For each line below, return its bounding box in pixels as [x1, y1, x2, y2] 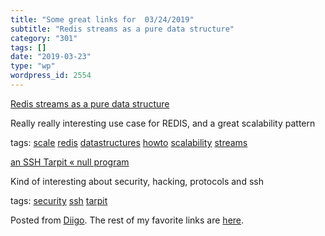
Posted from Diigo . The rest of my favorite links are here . [10, 214, 245, 226]
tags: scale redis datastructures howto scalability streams [10, 136, 248, 148]
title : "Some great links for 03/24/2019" [10, 14, 195, 25]
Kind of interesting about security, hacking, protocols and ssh [10, 175, 264, 187]
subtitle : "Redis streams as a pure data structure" [10, 24, 235, 34]
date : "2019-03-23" [10, 52, 92, 62]
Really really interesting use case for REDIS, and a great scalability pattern [10, 117, 316, 129]
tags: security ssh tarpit [10, 194, 108, 206]
